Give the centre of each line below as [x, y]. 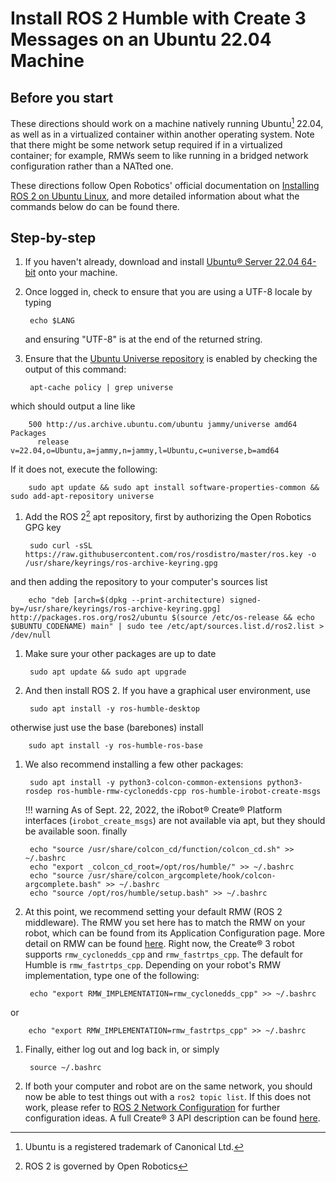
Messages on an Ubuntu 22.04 [141, 39]
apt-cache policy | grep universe [101, 388]
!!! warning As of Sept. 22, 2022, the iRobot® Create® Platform [153, 810]
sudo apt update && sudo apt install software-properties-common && [174, 488]
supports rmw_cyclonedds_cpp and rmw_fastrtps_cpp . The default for [164, 954]
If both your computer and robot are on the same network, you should [168, 1086]
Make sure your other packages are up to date [120, 654]
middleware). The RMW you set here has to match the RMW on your [165, 923]
